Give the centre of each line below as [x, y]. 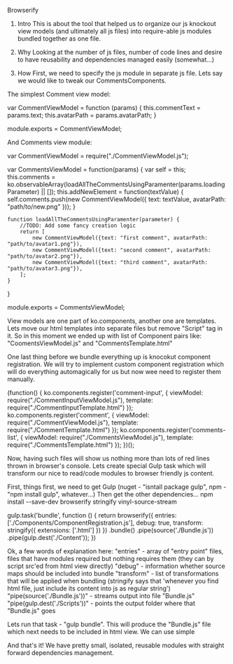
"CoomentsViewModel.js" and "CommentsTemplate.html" [90, 343]
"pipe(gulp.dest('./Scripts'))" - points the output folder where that [101, 603]
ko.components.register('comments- [173, 430]
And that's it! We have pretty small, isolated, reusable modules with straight [116, 645]
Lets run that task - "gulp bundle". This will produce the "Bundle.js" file [109, 624]
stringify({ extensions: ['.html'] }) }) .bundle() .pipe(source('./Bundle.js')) [111, 530]
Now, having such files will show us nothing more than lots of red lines [108, 458]
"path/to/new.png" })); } [41, 207]
